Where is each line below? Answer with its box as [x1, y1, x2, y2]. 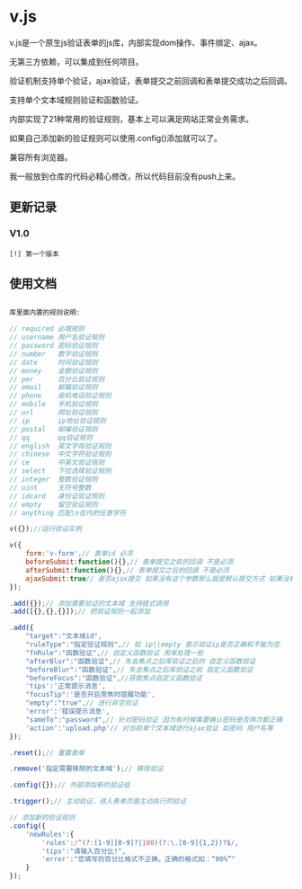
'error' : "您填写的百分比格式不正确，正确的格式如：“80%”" [41, 855, 236, 864]
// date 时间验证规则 [9, 358, 99, 367]
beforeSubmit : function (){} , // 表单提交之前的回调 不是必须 [25, 557, 234, 567]
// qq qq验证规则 [9, 433, 93, 442]
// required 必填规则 [9, 324, 85, 333]
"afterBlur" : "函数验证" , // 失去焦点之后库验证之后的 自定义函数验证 [25, 656, 256, 666]
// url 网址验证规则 [9, 408, 99, 417]
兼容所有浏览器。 [9, 151, 73, 163]
